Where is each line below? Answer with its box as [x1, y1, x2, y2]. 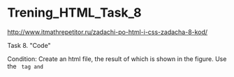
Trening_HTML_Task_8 [7, 5, 142, 21]
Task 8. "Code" [7, 41, 51, 49]
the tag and [7, 62, 44, 70]
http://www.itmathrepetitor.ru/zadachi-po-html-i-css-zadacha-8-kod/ [7, 28, 208, 36]
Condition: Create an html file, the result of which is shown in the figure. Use [7, 54, 227, 63]
